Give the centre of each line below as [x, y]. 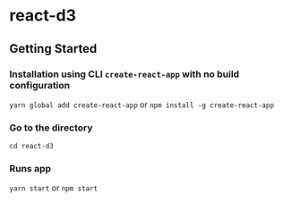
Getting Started [53, 49]
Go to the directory [51, 128]
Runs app [30, 169]
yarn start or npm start [54, 188]
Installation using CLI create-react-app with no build [124, 74]
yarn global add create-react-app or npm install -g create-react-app [142, 105]
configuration [40, 85]
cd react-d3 [31, 147]
